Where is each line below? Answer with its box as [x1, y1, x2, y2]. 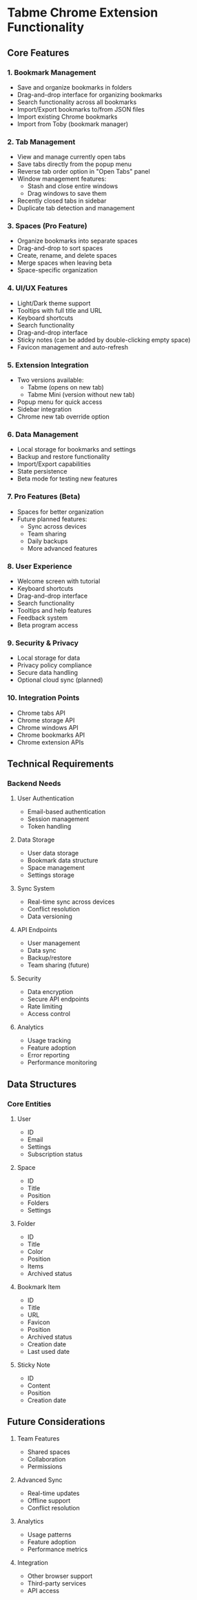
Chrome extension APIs [17, 738, 84, 746]
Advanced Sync [17, 1475, 63, 1483]
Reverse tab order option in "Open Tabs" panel [17, 168, 150, 176]
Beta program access [17, 620, 79, 629]
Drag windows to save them [27, 190, 107, 198]
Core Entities [7, 1099, 52, 1108]
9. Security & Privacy [7, 638, 79, 647]
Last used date [27, 1347, 70, 1355]
